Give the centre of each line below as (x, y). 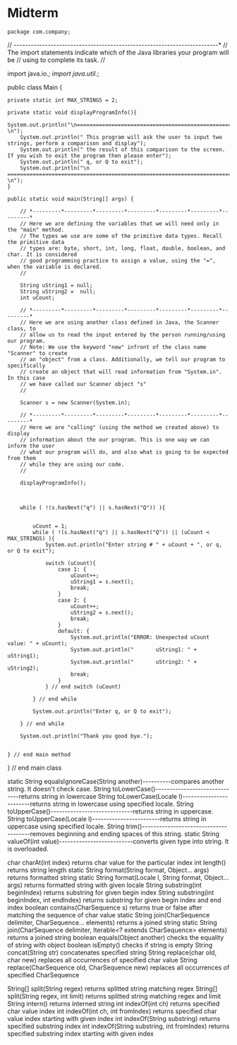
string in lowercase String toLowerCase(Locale (109, 796)
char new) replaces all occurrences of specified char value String (102, 960)
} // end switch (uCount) (83, 687)
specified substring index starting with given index (80, 1033)
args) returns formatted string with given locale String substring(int (105, 885)
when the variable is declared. (55, 267)
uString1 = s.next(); (102, 581)
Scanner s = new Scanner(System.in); (75, 403)
